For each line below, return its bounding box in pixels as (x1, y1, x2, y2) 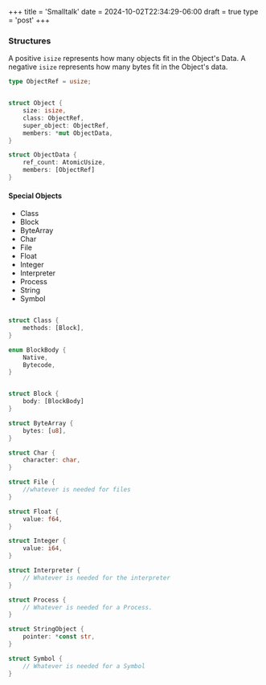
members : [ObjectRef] (23, 166, 95, 174)
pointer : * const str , (23, 633, 95, 641)
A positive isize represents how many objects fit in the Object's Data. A (8, 54, 247, 63)
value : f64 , (23, 515, 63, 523)
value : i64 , (23, 544, 63, 552)
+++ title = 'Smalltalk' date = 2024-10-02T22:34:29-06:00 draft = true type (8, 7, 259, 16)
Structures (8, 35, 51, 47)
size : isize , (23, 107, 67, 115)
